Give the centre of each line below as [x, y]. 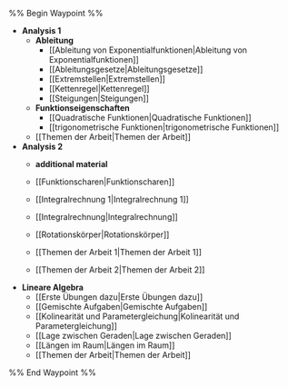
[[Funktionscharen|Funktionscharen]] [104, 182]
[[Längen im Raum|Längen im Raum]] [105, 345]
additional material [71, 164]
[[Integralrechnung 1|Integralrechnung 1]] [112, 199]
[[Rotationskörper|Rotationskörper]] [102, 234]
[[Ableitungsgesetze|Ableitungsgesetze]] [126, 69]
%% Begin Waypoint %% [56, 13]
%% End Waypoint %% [52, 372]
